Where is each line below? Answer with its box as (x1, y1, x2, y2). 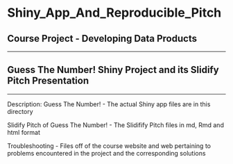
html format (7, 128, 40, 136)
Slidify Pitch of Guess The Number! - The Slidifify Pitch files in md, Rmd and (7, 120, 224, 129)
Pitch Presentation (7, 75, 89, 87)
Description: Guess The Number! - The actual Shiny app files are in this (7, 99, 211, 108)
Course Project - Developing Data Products (7, 33, 198, 44)
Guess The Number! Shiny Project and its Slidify (7, 64, 220, 76)
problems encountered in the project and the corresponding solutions (7, 149, 206, 157)
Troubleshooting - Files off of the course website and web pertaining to (7, 141, 212, 150)
